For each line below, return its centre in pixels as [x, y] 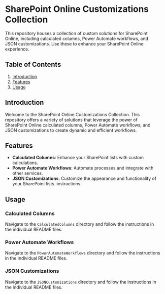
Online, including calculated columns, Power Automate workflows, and [77, 39]
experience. [17, 49]
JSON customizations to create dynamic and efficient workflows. [71, 130]
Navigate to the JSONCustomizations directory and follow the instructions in [81, 282]
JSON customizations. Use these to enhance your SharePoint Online [74, 43]
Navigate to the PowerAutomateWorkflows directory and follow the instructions [83, 253]
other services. [28, 173]
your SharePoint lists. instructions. [47, 184]
